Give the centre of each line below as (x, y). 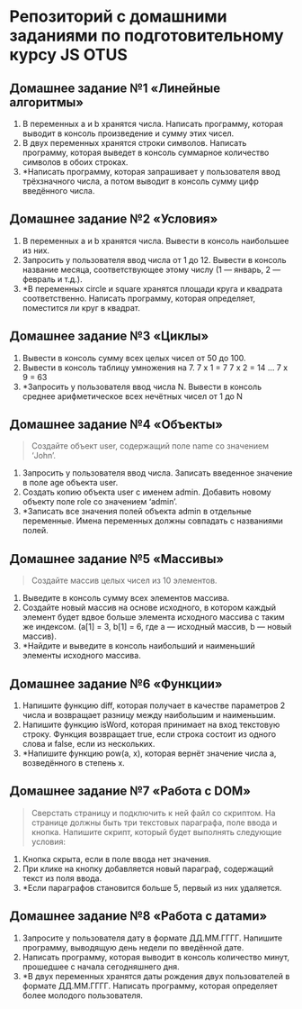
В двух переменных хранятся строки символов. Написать (134, 143)
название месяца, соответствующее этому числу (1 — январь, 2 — (151, 269)
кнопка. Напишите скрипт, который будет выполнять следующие (156, 832)
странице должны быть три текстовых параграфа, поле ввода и (154, 823)
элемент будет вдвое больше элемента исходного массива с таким (153, 617)
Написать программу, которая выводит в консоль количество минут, (156, 957)
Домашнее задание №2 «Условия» (114, 219)
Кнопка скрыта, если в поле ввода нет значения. (116, 859)
